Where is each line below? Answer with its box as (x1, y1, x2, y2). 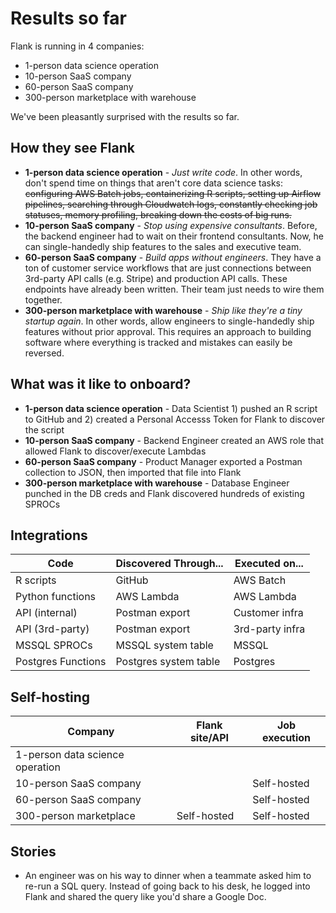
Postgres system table (115, 655, 221, 669)
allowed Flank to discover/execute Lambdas (24, 445, 207, 457)
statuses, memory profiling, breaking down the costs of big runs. (24, 208, 292, 221)
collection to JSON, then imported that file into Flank (24, 466, 242, 478)
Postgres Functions (15, 655, 107, 669)
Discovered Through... (115, 557, 224, 571)
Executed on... (234, 557, 304, 571)
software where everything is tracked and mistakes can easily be (24, 336, 293, 348)
